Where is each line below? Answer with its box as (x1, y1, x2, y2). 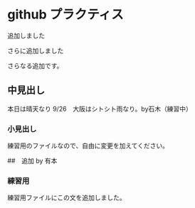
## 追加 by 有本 (7, 157, 58, 165)
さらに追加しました (7, 46, 64, 55)
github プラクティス (7, 6, 125, 23)
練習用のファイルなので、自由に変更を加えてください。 (7, 141, 169, 150)
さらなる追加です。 (7, 61, 63, 70)
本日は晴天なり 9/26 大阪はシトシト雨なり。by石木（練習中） (7, 104, 192, 113)
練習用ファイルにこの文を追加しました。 (7, 193, 126, 202)
